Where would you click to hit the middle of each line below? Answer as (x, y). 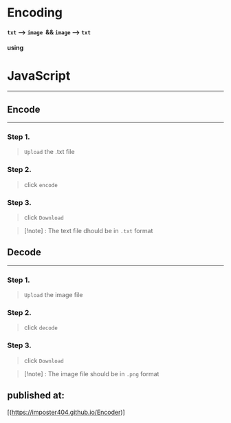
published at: (36, 396)
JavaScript (39, 75)
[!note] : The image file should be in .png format (91, 373)
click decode (41, 327)
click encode (41, 184)
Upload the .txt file (49, 152)
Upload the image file (53, 295)
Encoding (35, 13)
